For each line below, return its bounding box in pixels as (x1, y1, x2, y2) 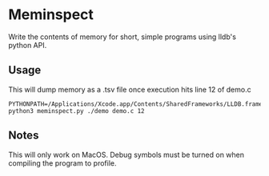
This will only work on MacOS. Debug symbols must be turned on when (8, 150, 245, 159)
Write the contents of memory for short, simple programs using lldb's (8, 32, 236, 41)
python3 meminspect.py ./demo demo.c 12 (8, 107, 146, 115)
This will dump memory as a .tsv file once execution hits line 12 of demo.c (8, 84, 251, 94)
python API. (8, 40, 47, 49)
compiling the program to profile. (8, 158, 118, 168)
